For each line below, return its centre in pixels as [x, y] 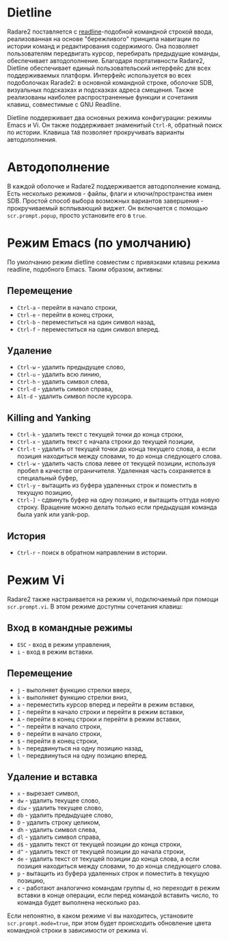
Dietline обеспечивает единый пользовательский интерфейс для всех [109, 68]
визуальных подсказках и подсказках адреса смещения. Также [100, 90]
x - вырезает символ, [48, 794]
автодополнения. [32, 139]
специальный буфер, [48, 478]
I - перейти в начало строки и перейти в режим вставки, [100, 711]
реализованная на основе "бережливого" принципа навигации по [104, 38]
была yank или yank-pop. [53, 515]
